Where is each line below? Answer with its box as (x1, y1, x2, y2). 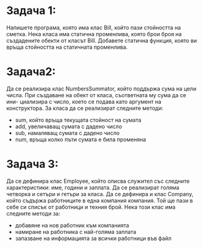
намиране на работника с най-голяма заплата (15, 228, 137, 235)
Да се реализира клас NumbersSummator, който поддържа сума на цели (6, 85, 197, 92)
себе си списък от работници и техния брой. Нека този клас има (6, 203, 176, 211)
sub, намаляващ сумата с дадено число (15, 129, 120, 136)
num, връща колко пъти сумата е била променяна (15, 136, 146, 143)
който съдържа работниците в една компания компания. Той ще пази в (6, 197, 193, 204)
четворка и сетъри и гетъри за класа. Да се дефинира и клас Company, (6, 190, 194, 197)
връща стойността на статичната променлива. (6, 43, 128, 51)
